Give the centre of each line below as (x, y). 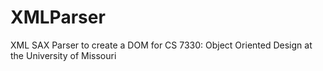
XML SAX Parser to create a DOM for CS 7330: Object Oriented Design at (161, 45)
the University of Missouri (63, 55)
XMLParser (58, 17)
